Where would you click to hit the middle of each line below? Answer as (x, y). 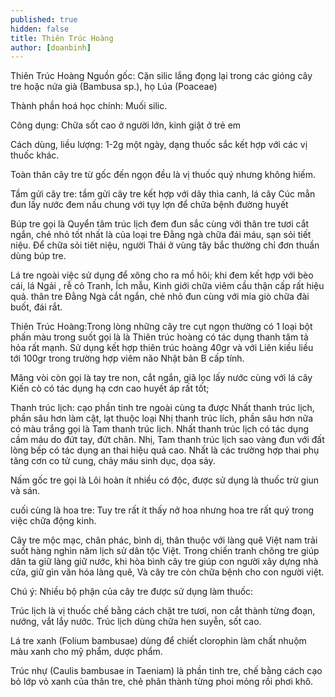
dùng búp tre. (38, 256)
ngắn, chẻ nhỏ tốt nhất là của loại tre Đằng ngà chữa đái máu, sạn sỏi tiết (161, 235)
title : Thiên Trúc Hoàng (62, 38)
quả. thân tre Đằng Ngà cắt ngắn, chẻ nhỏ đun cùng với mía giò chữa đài (160, 297)
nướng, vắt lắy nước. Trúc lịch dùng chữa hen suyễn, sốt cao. (136, 622)
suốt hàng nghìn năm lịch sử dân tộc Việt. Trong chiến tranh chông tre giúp (165, 551)
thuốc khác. (35, 155)
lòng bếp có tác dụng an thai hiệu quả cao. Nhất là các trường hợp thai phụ (165, 450)
